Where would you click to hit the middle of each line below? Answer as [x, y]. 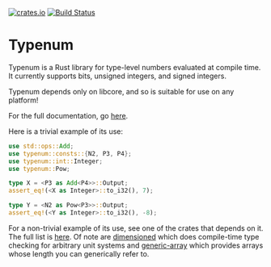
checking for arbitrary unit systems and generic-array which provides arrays [136, 245]
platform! [23, 100]
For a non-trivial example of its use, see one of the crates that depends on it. [136, 228]
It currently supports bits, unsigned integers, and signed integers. [117, 76]
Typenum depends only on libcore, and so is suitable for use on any [121, 91]
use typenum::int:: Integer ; [56, 161]
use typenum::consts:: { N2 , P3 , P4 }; [70, 153]
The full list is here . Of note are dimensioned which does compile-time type [134, 236]
